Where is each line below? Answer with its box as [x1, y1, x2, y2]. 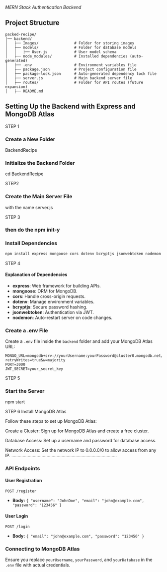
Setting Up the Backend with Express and [5, 102, 136, 111]
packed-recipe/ [5, 32, 37, 37]
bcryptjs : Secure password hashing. [12, 304, 88, 310]
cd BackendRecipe [5, 171, 44, 177]
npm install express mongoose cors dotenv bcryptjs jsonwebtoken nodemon [5, 251, 162, 256]
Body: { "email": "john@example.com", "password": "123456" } [12, 533, 145, 539]
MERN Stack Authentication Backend [5, 4, 82, 10]
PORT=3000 [5, 362, 26, 367]
